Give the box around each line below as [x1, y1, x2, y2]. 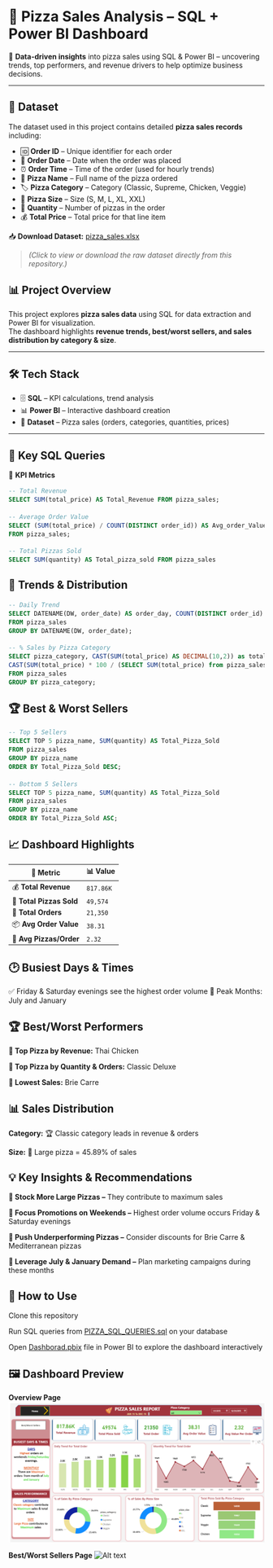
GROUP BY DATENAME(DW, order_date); [8, 626, 132, 635]
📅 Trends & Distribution [8, 578, 128, 592]
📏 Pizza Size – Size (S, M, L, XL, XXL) [19, 194, 146, 204]
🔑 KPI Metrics [8, 470, 55, 480]
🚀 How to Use [8, 1289, 77, 1302]
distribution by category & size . [8, 335, 116, 345]
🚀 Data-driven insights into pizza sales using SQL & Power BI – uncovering [8, 51, 260, 61]
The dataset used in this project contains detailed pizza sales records [8, 121, 243, 131]
